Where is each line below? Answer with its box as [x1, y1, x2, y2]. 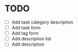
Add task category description [11, 19, 74, 25]
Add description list [11, 36, 52, 42]
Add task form [11, 25, 41, 30]
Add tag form [11, 30, 39, 36]
